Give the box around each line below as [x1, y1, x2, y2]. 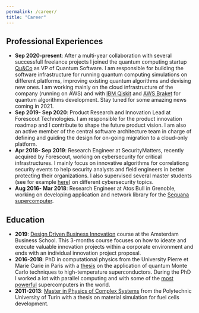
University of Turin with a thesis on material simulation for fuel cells [14, 294, 179, 301]
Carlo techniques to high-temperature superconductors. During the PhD [14, 268, 191, 276]
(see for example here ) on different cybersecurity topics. [14, 179, 154, 186]
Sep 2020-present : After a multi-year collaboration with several [14, 52, 172, 60]
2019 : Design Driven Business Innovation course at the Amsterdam [14, 230, 179, 238]
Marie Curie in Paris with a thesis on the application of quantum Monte [14, 262, 188, 270]
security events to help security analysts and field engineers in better [14, 166, 185, 173]
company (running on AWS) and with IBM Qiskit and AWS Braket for [14, 90, 181, 97]
